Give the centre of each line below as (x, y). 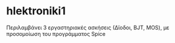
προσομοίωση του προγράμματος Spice (56, 33)
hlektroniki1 (36, 11)
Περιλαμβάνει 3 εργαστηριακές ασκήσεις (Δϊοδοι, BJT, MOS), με (88, 27)
